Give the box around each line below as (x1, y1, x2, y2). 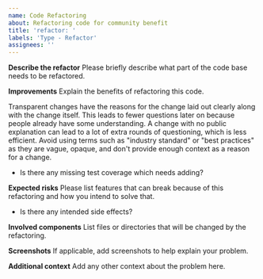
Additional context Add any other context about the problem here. (8, 262, 226, 271)
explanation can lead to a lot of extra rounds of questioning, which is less (8, 128, 247, 137)
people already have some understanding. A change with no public (8, 119, 227, 128)
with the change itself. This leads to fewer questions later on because (8, 110, 235, 120)
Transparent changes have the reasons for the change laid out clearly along (8, 102, 256, 112)
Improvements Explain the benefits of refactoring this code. (8, 86, 204, 96)
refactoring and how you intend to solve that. (8, 192, 155, 201)
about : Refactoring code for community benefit (8, 19, 169, 27)
